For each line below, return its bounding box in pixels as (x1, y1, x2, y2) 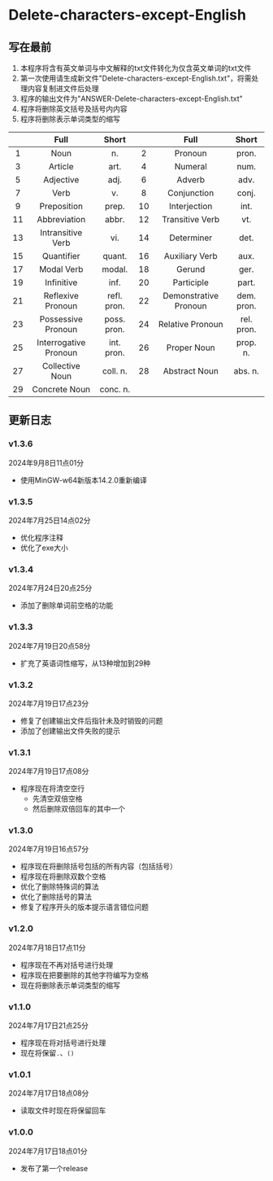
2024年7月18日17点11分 (8, 943, 87, 952)
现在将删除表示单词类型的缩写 (19, 980, 120, 990)
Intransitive (40, 227, 83, 238)
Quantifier (41, 251, 80, 261)
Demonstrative (162, 291, 219, 301)
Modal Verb (39, 264, 84, 274)
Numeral (174, 161, 207, 172)
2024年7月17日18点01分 (8, 1146, 88, 1156)
